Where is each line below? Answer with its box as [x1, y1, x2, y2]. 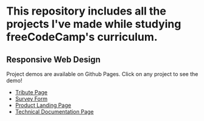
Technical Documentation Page [15, 108, 94, 115]
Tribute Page [15, 89, 47, 95]
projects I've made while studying [6, 17, 181, 31]
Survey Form [15, 95, 47, 102]
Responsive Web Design [6, 54, 101, 64]
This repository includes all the [6, 4, 166, 18]
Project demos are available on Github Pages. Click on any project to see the [6, 71, 199, 77]
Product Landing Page [15, 102, 71, 109]
